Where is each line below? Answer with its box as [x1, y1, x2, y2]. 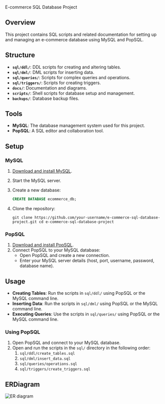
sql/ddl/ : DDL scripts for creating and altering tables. [12, 64, 122, 70]
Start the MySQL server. [12, 178, 62, 184]
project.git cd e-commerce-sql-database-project [12, 219, 114, 224]
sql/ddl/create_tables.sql [19, 351, 75, 356]
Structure [5, 51, 35, 60]
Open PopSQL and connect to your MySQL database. [12, 340, 121, 346]
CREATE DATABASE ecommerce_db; [12, 197, 77, 202]
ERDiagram [5, 380, 40, 388]
